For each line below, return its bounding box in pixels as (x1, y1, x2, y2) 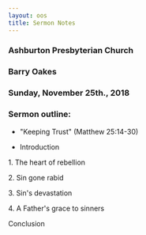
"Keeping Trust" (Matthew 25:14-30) (19, 127, 139, 136)
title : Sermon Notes (8, 19, 77, 27)
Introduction (19, 142, 60, 151)
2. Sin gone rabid (8, 172, 65, 182)
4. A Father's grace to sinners (8, 203, 105, 213)
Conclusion (8, 218, 46, 228)
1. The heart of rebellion (8, 157, 85, 167)
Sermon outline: (8, 108, 71, 119)
